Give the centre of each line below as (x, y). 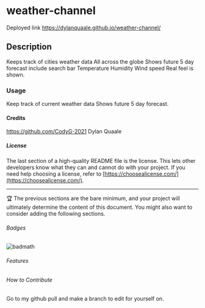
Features (17, 261)
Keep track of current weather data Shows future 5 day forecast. (88, 104)
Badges (16, 228)
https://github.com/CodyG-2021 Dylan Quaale (64, 132)
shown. (16, 75)
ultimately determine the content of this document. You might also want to (99, 207)
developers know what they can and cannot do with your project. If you (96, 167)
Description (29, 47)
